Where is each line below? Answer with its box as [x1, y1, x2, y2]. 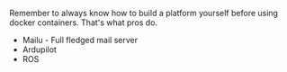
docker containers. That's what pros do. [9, 17, 158, 28]
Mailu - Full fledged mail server [22, 35, 138, 45]
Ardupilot [22, 44, 57, 55]
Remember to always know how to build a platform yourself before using [9, 8, 279, 18]
